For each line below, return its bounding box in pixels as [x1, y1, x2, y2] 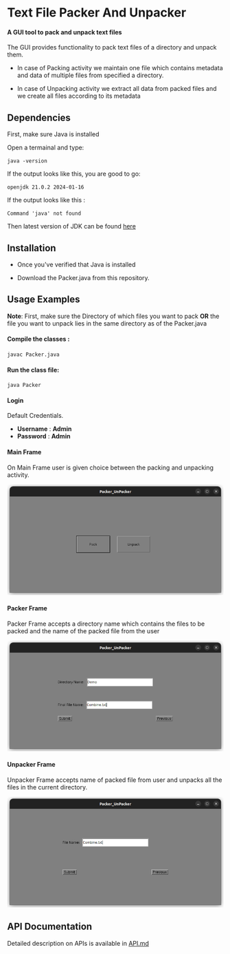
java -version [7, 158, 48, 165]
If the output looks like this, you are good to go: [7, 170, 141, 178]
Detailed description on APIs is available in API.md [7, 939, 150, 947]
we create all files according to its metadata [16, 92, 141, 100]
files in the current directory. [7, 783, 88, 791]
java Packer [7, 382, 41, 389]
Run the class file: [7, 365, 60, 374]
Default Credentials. [7, 412, 64, 420]
